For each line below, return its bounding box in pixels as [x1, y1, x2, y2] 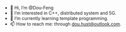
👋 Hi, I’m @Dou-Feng [10, 5, 54, 10]
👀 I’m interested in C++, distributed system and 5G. [10, 10, 117, 16]
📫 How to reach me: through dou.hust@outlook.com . [10, 21, 121, 27]
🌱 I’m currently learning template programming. [10, 15, 108, 21]
